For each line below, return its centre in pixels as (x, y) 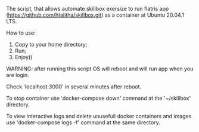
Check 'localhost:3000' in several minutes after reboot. (74, 87)
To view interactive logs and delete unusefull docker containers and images (99, 116)
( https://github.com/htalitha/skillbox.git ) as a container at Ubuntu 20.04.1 (95, 15)
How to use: (21, 33)
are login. (18, 75)
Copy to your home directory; (51, 44)
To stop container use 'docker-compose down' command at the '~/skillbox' (99, 98)
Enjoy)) (24, 57)
